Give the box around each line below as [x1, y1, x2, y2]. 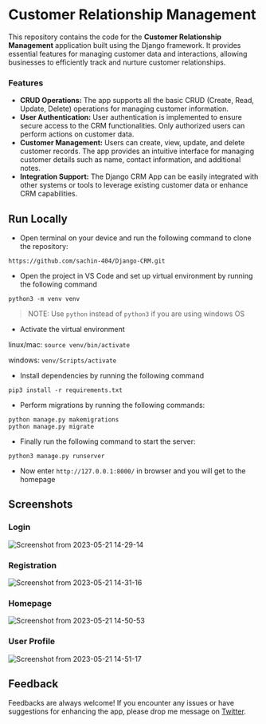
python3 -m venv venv [8, 295, 80, 303]
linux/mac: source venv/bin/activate [8, 340, 130, 350]
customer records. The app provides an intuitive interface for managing [19, 146, 255, 156]
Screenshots [8, 497, 73, 512]
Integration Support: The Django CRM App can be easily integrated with [19, 172, 259, 181]
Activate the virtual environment [19, 325, 125, 334]
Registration [8, 560, 57, 571]
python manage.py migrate [8, 423, 94, 431]
